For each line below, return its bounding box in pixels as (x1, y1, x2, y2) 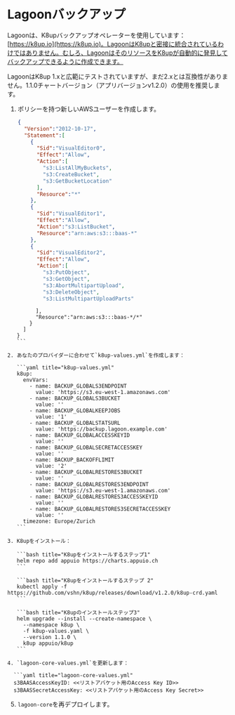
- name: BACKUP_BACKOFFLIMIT (29, 457, 114, 464)
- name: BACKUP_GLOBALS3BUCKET (29, 395, 121, 402)
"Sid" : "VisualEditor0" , (36, 145, 107, 152)
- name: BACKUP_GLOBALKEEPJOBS (29, 407, 121, 414)
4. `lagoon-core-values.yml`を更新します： (7, 660, 129, 667)
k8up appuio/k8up (22, 640, 74, 647)
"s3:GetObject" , (43, 275, 90, 282)
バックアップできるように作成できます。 (7, 57, 124, 65)
